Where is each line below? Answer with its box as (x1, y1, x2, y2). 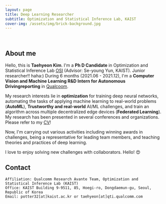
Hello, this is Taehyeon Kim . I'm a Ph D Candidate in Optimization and (5, 63, 149, 68)
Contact (5, 163, 31, 172)
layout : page (5, 7, 32, 12)
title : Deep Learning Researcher (5, 12, 74, 17)
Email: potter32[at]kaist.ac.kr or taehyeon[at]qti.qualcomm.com (5, 194, 143, 199)
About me (5, 49, 36, 58)
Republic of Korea (5, 190, 43, 195)
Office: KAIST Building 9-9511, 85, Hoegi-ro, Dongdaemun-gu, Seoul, (5, 185, 152, 190)
